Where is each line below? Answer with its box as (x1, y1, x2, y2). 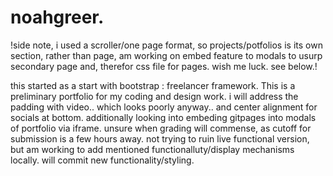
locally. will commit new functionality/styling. (10, 154, 195, 166)
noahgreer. (10, 6, 105, 29)
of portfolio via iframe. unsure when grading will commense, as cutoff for (10, 122, 312, 134)
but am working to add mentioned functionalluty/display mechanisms (10, 143, 295, 155)
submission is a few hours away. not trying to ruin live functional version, (10, 132, 310, 145)
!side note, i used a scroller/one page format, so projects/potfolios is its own (10, 39, 323, 51)
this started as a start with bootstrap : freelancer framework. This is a (10, 79, 296, 91)
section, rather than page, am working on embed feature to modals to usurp (10, 49, 323, 61)
